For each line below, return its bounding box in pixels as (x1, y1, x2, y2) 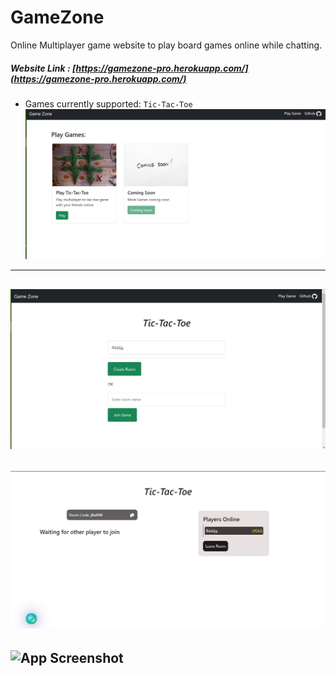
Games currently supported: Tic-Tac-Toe (24, 97, 193, 110)
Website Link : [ (10, 62, 77, 74)
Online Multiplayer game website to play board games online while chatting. (10, 39, 323, 51)
